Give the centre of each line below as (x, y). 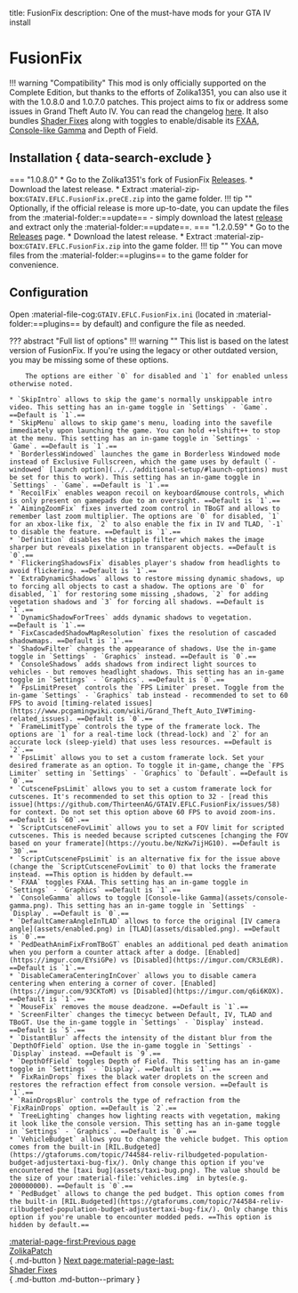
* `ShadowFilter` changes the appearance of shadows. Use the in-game (143, 649)
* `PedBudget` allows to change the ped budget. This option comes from (147, 1193)
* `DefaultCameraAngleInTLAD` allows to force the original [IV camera (145, 921)
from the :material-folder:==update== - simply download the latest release (146, 217)
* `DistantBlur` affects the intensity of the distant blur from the (141, 1038)
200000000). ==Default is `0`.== (71, 1186)
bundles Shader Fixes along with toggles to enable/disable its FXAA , (134, 120)
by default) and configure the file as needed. (164, 323)
